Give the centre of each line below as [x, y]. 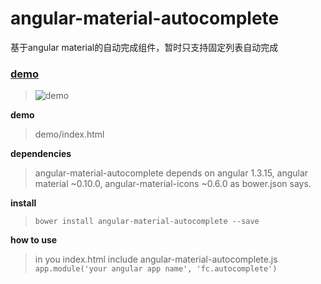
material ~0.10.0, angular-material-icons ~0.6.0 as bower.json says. [173, 184]
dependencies [41, 154]
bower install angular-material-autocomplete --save [147, 222]
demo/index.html [69, 134]
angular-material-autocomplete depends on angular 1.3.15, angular [171, 173]
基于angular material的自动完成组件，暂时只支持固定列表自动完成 [144, 47]
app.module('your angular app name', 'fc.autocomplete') [156, 269]
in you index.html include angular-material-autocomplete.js [156, 259]
